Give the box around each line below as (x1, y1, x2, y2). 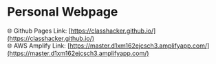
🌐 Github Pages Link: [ (7, 27, 71, 35)
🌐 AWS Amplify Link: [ (7, 42, 70, 50)
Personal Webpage (7, 4, 118, 20)
